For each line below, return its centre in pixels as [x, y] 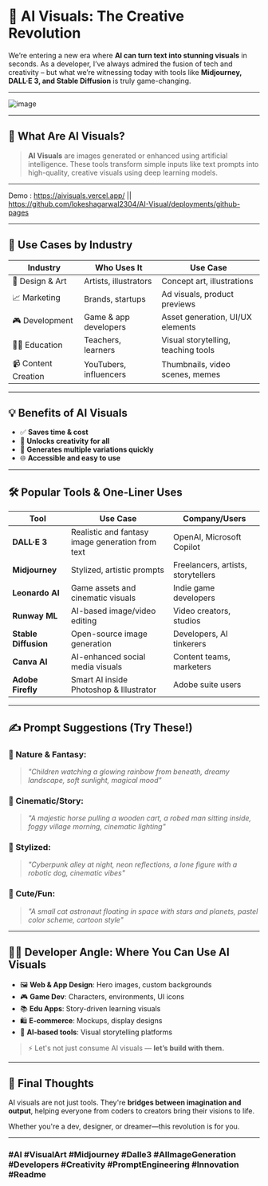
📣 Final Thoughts [51, 1083]
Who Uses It [119, 267]
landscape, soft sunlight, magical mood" [95, 780]
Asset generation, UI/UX [207, 317]
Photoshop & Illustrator [114, 690]
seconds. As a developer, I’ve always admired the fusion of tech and [120, 64]
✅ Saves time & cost [54, 432]
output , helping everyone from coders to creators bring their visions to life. [132, 1111]
